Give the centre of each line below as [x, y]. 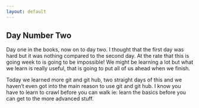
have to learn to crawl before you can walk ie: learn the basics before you [96, 93]
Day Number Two [39, 36]
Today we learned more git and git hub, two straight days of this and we [94, 80]
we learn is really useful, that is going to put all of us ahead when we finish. [98, 68]
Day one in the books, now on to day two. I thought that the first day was [95, 50]
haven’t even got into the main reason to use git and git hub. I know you [94, 86]
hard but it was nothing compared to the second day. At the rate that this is [98, 56]
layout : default [26, 12]
